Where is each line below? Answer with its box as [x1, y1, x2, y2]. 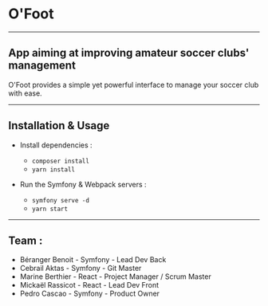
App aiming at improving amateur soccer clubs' [8, 46, 250, 60]
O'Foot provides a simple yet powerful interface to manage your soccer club [8, 80, 259, 89]
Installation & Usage [8, 119, 110, 132]
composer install [31, 157, 90, 165]
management [8, 59, 76, 73]
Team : [8, 233, 43, 247]
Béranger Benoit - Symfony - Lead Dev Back [19, 255, 167, 265]
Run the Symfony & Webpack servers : [19, 179, 147, 189]
